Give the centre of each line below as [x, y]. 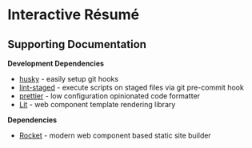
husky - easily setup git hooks [69, 79]
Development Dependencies [56, 63]
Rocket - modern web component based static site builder [115, 135]
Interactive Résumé [74, 15]
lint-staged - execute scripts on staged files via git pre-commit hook [132, 87]
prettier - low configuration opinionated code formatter [110, 96]
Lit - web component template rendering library [97, 104]
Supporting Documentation [77, 44]
